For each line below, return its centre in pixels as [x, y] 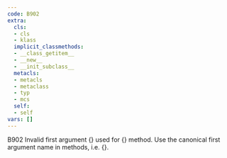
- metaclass [32, 86]
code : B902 [23, 14]
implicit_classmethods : [49, 47]
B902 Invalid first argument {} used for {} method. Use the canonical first [114, 140]
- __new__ [28, 60]
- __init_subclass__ [44, 67]
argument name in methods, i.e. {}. [58, 147]
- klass [25, 40]
